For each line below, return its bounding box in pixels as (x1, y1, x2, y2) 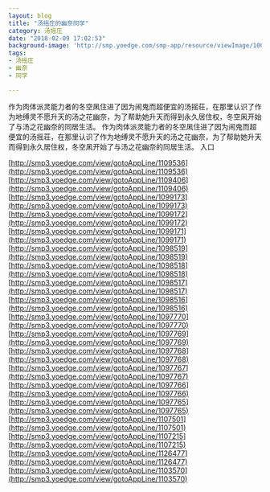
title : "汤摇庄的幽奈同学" (8, 19, 89, 27)
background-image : (8, 42, 70, 50)
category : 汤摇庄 (8, 27, 63, 35)
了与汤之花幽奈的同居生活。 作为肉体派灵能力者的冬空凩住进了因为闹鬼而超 (8, 121, 257, 131)
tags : (8, 49, 27, 57)
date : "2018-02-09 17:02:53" (8, 34, 106, 43)
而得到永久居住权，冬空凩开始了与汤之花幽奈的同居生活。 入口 (8, 141, 215, 151)
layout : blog (8, 11, 52, 20)
